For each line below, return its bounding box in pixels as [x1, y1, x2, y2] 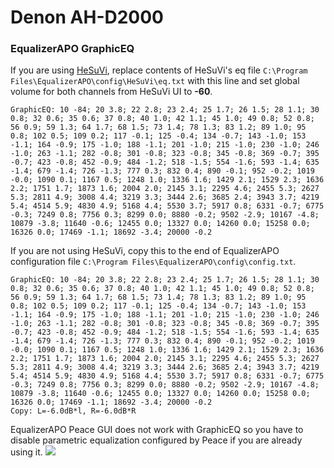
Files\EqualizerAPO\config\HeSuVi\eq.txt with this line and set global [10, 75, 300, 87]
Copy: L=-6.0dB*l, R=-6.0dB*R [10, 406, 137, 416]
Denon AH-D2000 [10, 6, 164, 29]
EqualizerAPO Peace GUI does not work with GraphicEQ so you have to [10, 424, 304, 436]
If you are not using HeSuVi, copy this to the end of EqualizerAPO [10, 245, 280, 257]
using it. [10, 446, 43, 458]
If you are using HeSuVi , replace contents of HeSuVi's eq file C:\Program [10, 64, 308, 76]
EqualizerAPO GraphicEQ [10, 42, 135, 56]
